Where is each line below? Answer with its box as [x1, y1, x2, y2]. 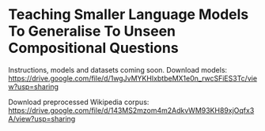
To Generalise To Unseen [8, 22, 176, 40]
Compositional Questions [8, 39, 180, 57]
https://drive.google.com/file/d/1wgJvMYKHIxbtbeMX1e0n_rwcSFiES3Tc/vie [8, 73, 258, 83]
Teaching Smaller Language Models [8, 6, 249, 24]
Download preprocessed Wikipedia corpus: [8, 97, 150, 107]
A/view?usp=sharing [8, 114, 76, 123]
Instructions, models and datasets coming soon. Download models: [8, 65, 228, 74]
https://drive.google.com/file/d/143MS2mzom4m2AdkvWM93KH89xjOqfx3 [8, 105, 255, 115]
